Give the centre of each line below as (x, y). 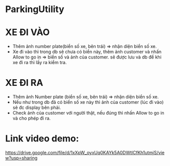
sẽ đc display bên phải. (37, 107)
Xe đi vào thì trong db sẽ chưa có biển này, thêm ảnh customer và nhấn (87, 52)
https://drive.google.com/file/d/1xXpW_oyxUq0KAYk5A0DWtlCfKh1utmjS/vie (85, 153)
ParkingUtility (35, 9)
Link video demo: (42, 139)
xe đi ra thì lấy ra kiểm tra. (39, 63)
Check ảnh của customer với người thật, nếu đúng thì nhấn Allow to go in (88, 113)
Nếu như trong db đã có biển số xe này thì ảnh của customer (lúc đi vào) (88, 102)
